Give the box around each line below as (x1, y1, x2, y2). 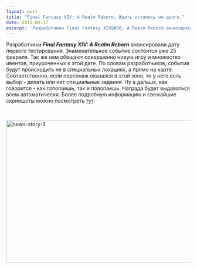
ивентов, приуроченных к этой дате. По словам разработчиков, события (6, 60, 189, 67)
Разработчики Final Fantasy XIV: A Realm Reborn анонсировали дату (6, 41, 180, 48)
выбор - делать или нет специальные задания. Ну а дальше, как (6, 79, 168, 86)
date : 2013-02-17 (6, 19, 49, 25)
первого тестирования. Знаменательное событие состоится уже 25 (6, 48, 177, 55)
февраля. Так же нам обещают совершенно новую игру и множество (6, 53, 181, 60)
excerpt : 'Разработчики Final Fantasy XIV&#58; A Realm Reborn (6, 25, 164, 31)
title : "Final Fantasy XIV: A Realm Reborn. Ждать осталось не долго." (6, 14, 185, 20)
